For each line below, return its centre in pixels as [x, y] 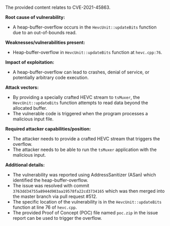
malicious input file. [33, 119]
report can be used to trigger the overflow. [57, 218]
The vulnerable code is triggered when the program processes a [80, 114]
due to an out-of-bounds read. [45, 32]
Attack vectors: [22, 87]
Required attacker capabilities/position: [48, 129]
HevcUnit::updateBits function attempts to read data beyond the [80, 103]
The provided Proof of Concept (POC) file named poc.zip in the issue [85, 213]
